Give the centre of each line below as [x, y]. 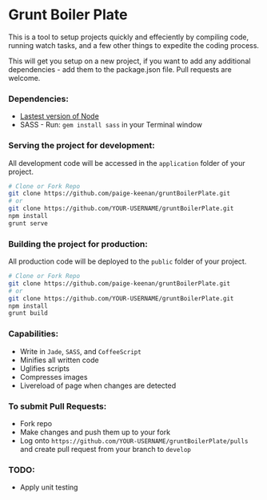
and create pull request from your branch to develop [106, 449]
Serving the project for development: [82, 146]
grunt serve [28, 223]
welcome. [24, 78]
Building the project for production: [78, 244]
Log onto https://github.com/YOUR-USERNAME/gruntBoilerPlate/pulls [134, 440]
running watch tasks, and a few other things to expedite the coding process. [134, 45]
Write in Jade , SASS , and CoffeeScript [80, 351]
